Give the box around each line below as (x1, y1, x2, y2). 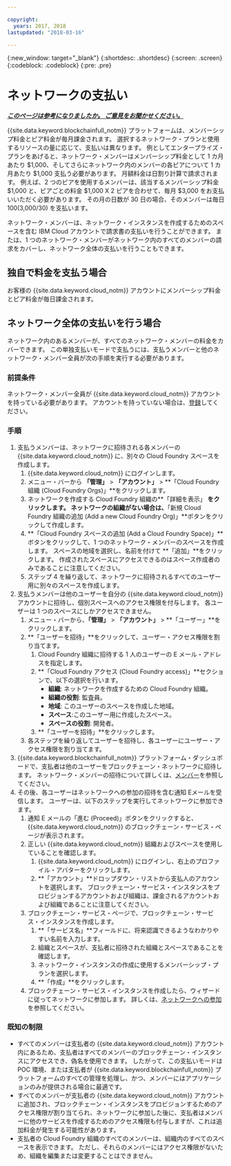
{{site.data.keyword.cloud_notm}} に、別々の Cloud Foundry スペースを (17, 451, 220, 460)
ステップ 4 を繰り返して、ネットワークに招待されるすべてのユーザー (27, 572, 221, 580)
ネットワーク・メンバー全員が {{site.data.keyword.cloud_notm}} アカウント (7, 390, 221, 398)
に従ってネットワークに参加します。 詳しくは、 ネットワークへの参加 (27, 995, 222, 1003)
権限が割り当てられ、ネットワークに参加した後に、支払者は (35, 1108, 205, 1116)
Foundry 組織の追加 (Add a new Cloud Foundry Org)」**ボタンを (27, 512, 212, 520)
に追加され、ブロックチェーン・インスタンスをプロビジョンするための (17, 1100, 217, 1108)
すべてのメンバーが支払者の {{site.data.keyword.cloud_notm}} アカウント (17, 1091, 225, 1099)
